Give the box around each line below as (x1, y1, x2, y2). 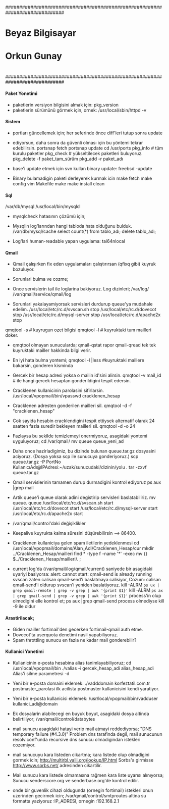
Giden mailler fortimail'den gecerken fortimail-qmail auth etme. (12, 626, 143, 632)
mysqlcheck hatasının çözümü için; (12, 213, 86, 219)
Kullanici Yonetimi (5, 648, 44, 654)
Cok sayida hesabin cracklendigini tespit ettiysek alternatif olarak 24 (12, 418, 155, 424)
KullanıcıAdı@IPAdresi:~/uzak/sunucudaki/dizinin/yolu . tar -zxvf (12, 464, 147, 470)
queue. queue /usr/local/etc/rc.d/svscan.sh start (12, 500, 114, 506)
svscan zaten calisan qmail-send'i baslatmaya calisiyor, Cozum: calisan (12, 577, 161, 583)
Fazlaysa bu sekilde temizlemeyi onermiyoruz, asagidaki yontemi (12, 433, 148, 439)
